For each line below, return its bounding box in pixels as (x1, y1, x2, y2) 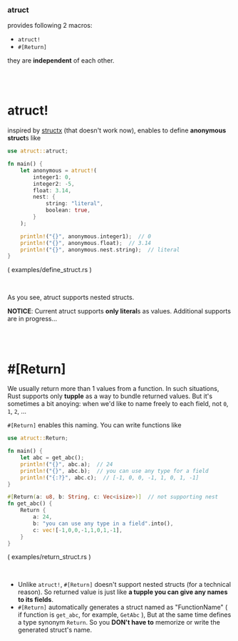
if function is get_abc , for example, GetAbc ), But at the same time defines (17, 610, 232, 619)
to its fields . (17, 595, 53, 604)
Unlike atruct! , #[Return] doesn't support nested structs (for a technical (17, 580, 232, 589)
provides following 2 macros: (7, 21, 93, 30)
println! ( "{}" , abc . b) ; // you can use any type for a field (20, 467, 209, 474)
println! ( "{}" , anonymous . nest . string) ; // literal (20, 246, 180, 254)
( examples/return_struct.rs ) (7, 553, 91, 561)
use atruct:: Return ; (7, 434, 69, 442)
